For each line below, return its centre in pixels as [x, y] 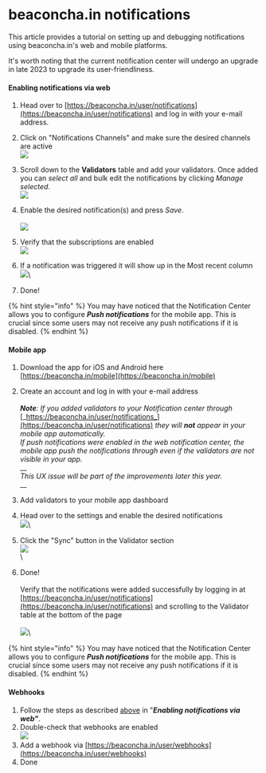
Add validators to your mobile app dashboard [94, 500]
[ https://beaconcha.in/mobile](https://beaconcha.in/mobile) [117, 376]
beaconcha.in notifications [100, 15]
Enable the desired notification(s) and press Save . [102, 210]
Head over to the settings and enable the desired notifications [121, 516]
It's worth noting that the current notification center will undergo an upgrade [133, 61]
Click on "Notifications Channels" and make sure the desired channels [135, 138]
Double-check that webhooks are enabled [89, 727]
